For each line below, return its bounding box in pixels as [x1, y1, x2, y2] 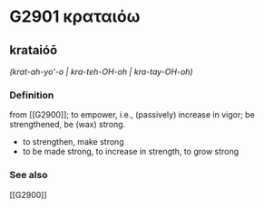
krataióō [9, 43, 58, 58]
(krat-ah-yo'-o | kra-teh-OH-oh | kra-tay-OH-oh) [9, 66, 193, 77]
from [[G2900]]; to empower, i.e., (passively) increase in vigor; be [9, 109, 256, 120]
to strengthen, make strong [22, 137, 124, 147]
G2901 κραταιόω [9, 6, 141, 27]
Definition [9, 89, 54, 101]
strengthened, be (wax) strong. [9, 119, 126, 130]
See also [9, 169, 48, 182]
